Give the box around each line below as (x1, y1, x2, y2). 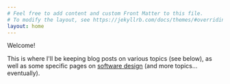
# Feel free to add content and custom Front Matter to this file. (7, 10, 204, 17)
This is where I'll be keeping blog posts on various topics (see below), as (7, 55, 212, 63)
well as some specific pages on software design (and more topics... (7, 62, 198, 70)
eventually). (7, 69, 40, 77)
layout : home (7, 23, 44, 29)
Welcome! (7, 42, 36, 50)
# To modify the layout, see (7, 16, 90, 23)
